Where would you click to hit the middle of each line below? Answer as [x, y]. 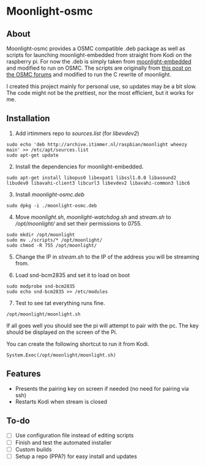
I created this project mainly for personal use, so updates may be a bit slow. [102, 86]
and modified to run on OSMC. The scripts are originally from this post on [99, 68]
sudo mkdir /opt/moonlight [41, 235]
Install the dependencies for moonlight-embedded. [79, 166]
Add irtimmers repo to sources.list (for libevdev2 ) [77, 133]
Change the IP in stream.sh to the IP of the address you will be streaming [107, 257]
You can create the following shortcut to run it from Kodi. [78, 344]
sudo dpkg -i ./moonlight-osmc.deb [52, 205]
